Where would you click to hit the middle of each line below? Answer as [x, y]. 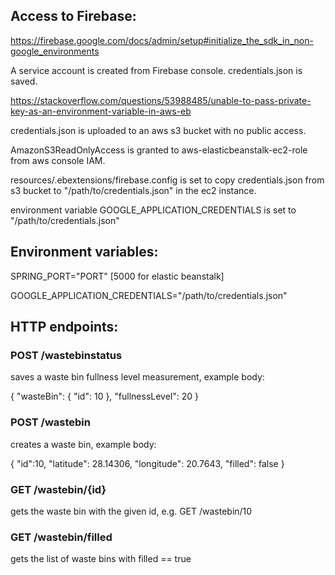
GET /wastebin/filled [61, 537]
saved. [24, 81]
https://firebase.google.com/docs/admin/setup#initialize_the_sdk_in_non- [162, 40]
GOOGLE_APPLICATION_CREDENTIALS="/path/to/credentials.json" [149, 295]
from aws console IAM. [58, 160]
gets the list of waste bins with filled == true [101, 559]
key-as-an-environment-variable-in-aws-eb [101, 111]
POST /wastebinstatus [66, 355]
